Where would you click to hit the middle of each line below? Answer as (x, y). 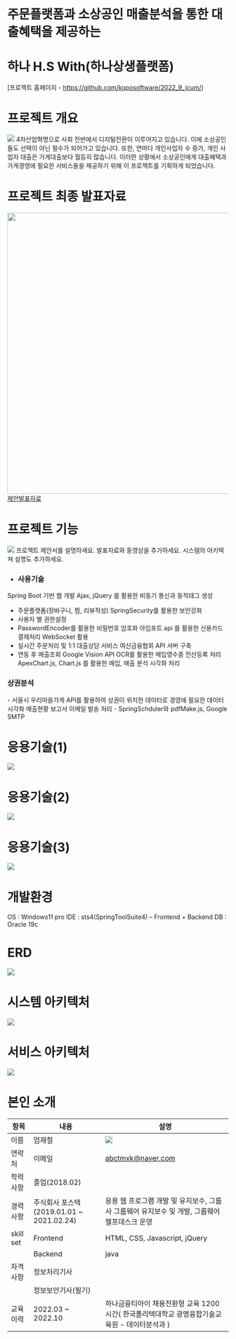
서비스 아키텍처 (48, 1053)
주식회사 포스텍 (57, 1203)
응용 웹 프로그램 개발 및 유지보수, (156, 1201)
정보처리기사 (53, 1272)
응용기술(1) (38, 747)
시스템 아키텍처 (48, 1002)
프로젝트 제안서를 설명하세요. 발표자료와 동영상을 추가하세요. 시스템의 (111, 550)
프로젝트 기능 (43, 529)
